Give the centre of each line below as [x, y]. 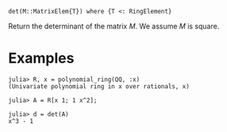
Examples [41, 58]
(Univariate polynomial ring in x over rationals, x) [99, 86]
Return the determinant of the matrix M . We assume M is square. [114, 26]
